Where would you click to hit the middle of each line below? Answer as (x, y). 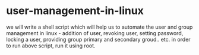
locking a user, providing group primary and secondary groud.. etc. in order (99, 39)
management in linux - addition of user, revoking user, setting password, (95, 33)
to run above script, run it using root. (51, 46)
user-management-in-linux (75, 11)
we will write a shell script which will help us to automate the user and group (99, 27)
